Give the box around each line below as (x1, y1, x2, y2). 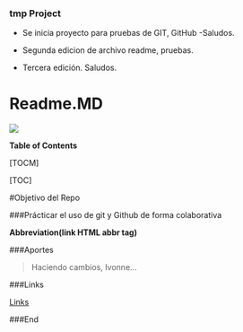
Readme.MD (9, 93, 103, 114)
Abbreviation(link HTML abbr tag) (9, 227, 137, 238)
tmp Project (9, 7, 61, 20)
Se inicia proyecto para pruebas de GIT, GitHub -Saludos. (22, 28, 235, 39)
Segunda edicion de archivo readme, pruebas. (22, 45, 195, 56)
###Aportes (9, 245, 54, 256)
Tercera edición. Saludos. (22, 62, 117, 74)
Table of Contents (9, 140, 78, 151)
